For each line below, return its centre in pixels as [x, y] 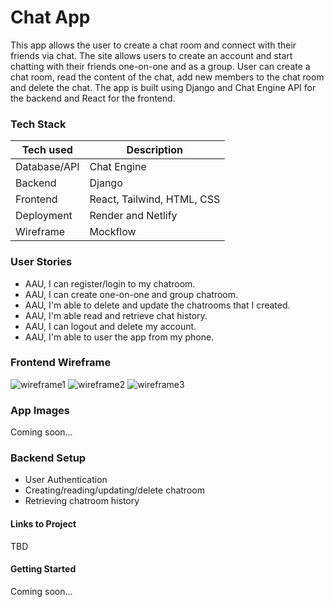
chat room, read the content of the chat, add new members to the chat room [167, 77]
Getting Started [43, 569]
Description [155, 150]
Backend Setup [48, 458]
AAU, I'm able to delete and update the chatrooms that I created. [157, 305]
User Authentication [66, 480]
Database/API [47, 167]
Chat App [50, 17]
